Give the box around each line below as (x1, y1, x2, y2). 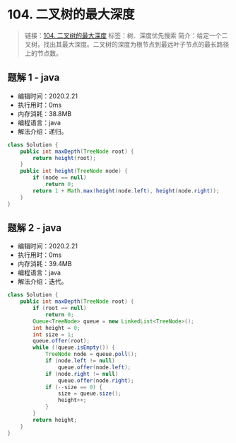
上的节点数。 (24, 49, 62, 57)
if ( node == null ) (33, 174, 87, 181)
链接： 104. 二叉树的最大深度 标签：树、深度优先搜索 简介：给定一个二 (24, 31, 228, 40)
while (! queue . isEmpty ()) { (33, 344, 115, 351)
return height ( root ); (33, 154, 97, 161)
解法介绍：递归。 (17, 127, 68, 135)
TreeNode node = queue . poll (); (45, 351, 138, 358)
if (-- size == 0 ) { (45, 384, 102, 391)
